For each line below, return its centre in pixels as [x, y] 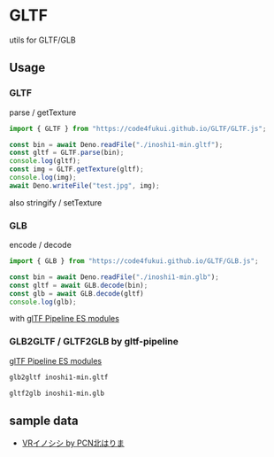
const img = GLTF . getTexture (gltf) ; [76, 169]
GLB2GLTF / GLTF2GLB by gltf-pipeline [94, 342]
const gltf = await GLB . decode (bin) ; [79, 285]
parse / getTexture [43, 112]
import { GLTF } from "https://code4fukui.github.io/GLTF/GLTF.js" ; [138, 128]
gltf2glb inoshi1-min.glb [57, 393]
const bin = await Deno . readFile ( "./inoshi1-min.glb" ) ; [114, 277]
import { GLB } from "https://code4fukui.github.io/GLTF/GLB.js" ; [134, 261]
